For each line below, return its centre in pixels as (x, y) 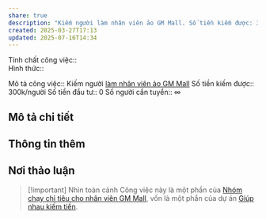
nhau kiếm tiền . (53, 206)
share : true (28, 15)
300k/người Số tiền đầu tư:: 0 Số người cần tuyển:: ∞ (95, 93)
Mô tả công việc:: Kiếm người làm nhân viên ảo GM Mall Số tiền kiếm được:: (131, 84)
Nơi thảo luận (42, 171)
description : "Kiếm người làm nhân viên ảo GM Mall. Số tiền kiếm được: (131, 23)
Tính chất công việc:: (43, 60)
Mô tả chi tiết (41, 117)
